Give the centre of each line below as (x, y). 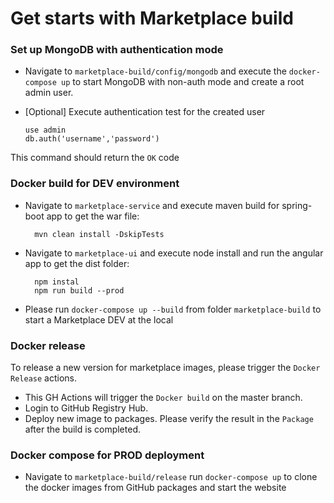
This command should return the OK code (95, 158)
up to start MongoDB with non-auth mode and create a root (183, 82)
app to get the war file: (93, 216)
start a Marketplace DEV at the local (99, 319)
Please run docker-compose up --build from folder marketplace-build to (173, 309)
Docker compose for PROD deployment (107, 455)
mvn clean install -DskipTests (99, 234)
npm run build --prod (79, 290)
